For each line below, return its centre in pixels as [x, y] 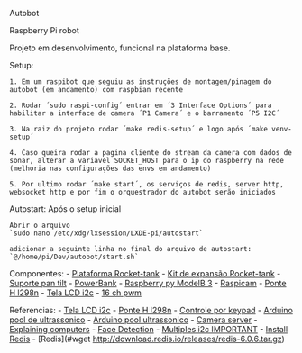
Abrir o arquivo [40, 225]
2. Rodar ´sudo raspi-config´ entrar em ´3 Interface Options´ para [141, 105]
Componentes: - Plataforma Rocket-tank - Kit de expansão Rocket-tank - [145, 273]
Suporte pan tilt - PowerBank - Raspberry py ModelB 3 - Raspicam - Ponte [148, 283]
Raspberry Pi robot [44, 30]
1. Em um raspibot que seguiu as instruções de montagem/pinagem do [141, 82]
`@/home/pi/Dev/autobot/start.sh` [74, 257]
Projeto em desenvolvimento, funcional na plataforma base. [120, 48]
